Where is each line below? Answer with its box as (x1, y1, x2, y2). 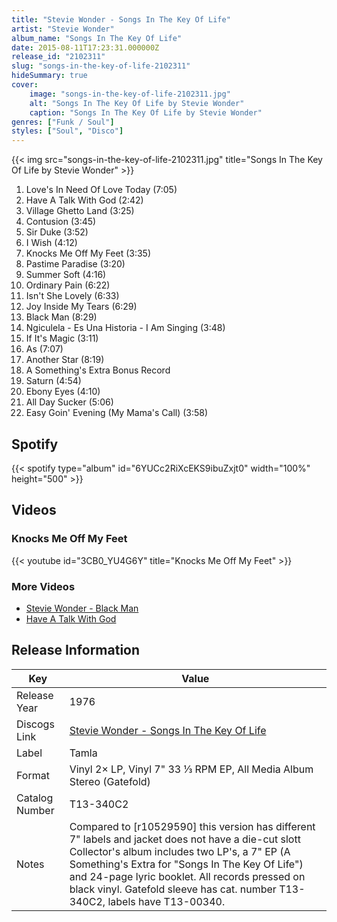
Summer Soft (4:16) (25, 269, 107, 281)
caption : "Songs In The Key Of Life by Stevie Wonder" (29, 107, 263, 118)
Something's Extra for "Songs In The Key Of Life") (69, 857, 304, 871)
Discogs (16, 717, 55, 731)
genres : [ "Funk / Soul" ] (11, 117, 115, 127)
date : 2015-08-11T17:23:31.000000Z (11, 42, 160, 53)
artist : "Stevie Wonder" (11, 24, 115, 34)
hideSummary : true (11, 71, 88, 81)
